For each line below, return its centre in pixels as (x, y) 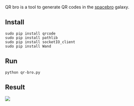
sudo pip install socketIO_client (40, 42)
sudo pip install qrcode (30, 34)
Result (15, 87)
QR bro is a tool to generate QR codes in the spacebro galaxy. (67, 7)
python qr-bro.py (23, 72)
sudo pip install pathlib (31, 38)
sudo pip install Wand (28, 46)
